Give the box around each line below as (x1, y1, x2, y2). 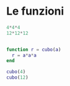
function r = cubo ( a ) (6, 46, 61, 52)
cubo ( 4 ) (6, 69, 26, 75)
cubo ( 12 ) (6, 74, 29, 81)
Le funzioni (6, 4, 64, 18)
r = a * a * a (12, 52, 37, 59)
